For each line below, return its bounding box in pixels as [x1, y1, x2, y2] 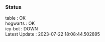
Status [5, 4, 22, 11]
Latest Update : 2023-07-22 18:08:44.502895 [5, 31, 100, 37]
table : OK [5, 15, 26, 21]
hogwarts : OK [5, 20, 35, 26]
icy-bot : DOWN [5, 26, 38, 32]
